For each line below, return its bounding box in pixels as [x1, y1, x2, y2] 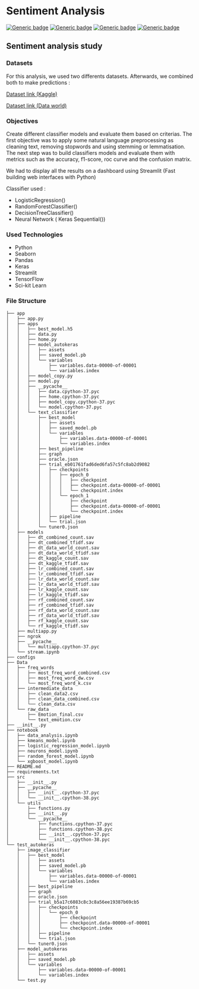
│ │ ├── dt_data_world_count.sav [6, 545, 100, 551]
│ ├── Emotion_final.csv [6, 712, 84, 717]
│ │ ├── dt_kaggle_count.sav [6, 555, 89, 561]
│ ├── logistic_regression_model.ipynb [6, 742, 110, 748]
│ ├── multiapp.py [6, 628, 58, 634]
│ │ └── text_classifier [6, 409, 78, 415]
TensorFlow [14, 276, 44, 283]
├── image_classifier [17, 847, 70, 853]
